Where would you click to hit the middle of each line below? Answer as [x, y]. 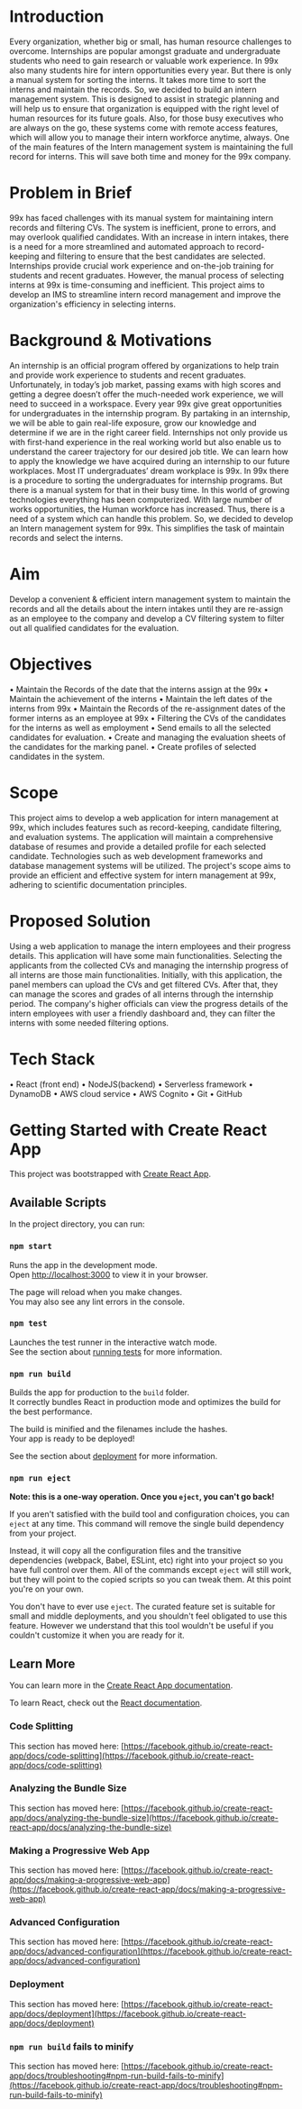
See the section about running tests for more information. [116, 1351]
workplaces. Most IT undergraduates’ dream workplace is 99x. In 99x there [149, 470]
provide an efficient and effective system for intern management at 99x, [143, 875]
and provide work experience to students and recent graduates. [128, 375]
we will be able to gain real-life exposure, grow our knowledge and [133, 423]
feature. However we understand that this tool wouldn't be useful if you [142, 1626]
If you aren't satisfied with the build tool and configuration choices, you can [150, 1514]
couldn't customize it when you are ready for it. [97, 1635]
